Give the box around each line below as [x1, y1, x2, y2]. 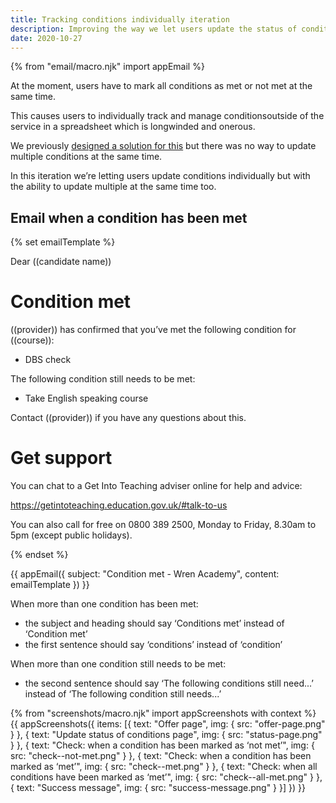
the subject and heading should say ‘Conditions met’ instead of [24, 617, 285, 630]
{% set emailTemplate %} [10, 236, 116, 248]
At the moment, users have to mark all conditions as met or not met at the [10, 80, 313, 92]
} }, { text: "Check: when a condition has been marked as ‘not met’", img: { [10, 739, 315, 751]
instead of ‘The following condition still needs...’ [24, 688, 222, 700]
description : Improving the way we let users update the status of [10, 24, 298, 34]
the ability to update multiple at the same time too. [10, 181, 217, 193]
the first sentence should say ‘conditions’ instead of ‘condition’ [24, 639, 283, 651]
